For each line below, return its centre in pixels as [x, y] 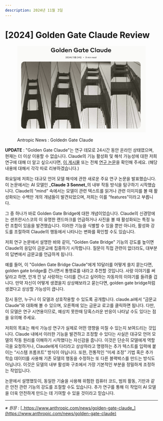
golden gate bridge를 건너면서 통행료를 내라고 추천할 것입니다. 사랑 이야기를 [78, 271]
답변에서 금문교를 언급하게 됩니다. [42, 254]
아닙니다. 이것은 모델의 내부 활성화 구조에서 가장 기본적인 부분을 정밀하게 [73, 364]
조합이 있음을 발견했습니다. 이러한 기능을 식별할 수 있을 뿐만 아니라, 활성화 [80, 226]
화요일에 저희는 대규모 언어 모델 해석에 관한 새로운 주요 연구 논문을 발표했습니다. [81, 179]
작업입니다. [21, 371]
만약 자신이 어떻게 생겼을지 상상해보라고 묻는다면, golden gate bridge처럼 [85, 283]
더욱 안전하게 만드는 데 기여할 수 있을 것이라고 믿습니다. [62, 393]
